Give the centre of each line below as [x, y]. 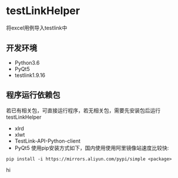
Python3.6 [27, 62]
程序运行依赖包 [33, 95]
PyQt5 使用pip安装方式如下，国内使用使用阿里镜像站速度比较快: [92, 147]
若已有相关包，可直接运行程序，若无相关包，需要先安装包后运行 [83, 110]
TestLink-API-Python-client [48, 141]
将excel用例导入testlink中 [37, 28]
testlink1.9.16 [30, 75]
